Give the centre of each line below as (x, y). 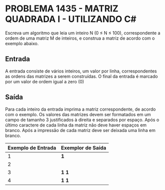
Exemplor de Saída (84, 148)
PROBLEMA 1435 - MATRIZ (62, 9)
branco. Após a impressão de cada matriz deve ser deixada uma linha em (80, 130)
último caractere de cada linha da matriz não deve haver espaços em (76, 125)
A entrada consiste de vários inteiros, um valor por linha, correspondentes (81, 71)
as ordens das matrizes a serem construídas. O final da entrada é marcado (82, 76)
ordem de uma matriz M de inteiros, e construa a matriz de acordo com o (80, 38)
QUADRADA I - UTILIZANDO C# (71, 19)
